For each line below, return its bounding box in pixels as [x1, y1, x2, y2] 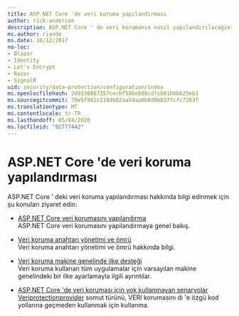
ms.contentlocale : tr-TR [7, 110, 81, 117]
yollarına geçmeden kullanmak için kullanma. [17, 301, 149, 310]
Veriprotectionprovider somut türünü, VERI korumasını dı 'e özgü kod [17, 293, 219, 302]
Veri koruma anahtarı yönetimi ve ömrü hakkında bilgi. [17, 243, 176, 252]
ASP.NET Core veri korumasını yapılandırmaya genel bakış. [17, 222, 191, 230]
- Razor [7, 70, 31, 77]
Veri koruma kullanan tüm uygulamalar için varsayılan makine [17, 265, 197, 273]
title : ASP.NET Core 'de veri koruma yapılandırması [7, 10, 167, 18]
